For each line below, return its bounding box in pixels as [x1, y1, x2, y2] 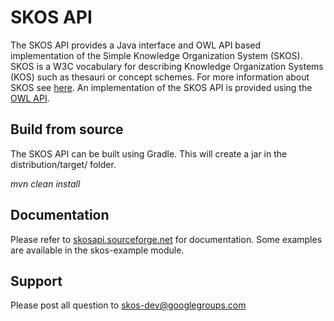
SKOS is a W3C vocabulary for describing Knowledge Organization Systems [10, 60, 324, 72]
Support [10, 272, 63, 290]
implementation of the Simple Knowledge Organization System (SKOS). [10, 49, 303, 61]
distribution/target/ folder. [10, 158, 117, 170]
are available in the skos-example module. [10, 244, 185, 256]
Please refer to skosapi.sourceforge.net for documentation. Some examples [10, 233, 323, 245]
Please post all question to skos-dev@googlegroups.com [10, 299, 247, 311]
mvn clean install [10, 177, 81, 190]
